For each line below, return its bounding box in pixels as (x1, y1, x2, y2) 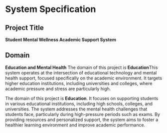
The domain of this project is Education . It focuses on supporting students (5, 95, 159, 101)
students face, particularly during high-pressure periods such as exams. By (5, 111, 161, 117)
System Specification (5, 3, 96, 15)
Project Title (5, 23, 44, 32)
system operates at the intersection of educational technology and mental (5, 69, 157, 75)
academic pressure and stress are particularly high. (5, 85, 111, 91)
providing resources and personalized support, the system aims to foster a (5, 116, 159, 122)
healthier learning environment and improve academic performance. (5, 121, 146, 128)
